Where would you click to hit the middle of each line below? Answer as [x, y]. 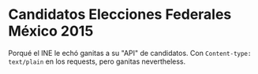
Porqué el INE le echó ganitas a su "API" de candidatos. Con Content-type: [130, 53]
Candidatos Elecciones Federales [120, 15]
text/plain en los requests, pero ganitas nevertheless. [97, 61]
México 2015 [51, 31]
